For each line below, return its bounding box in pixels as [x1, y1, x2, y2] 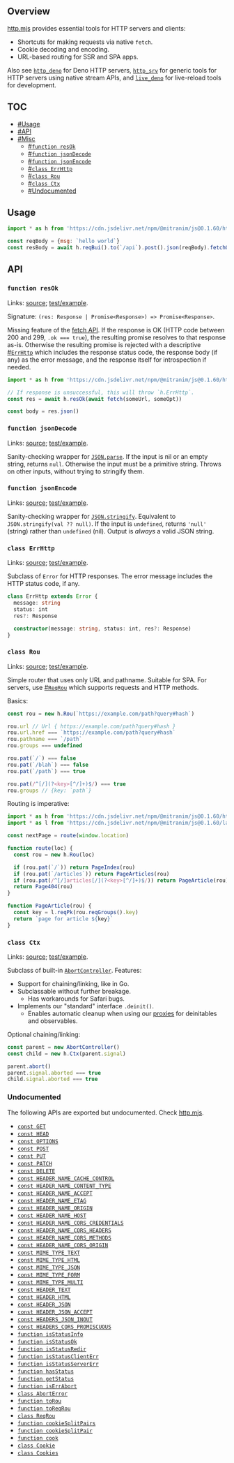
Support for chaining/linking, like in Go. [17, 979, 130, 987]
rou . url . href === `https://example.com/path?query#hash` [7, 729, 176, 736]
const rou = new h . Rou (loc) [13, 851, 95, 858]
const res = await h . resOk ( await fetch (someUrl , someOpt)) [7, 395, 182, 402]
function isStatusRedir [17, 1346, 87, 1353]
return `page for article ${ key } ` [13, 915, 114, 922]
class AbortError [17, 1390, 68, 1397]
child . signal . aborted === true [7, 1075, 98, 1083]
